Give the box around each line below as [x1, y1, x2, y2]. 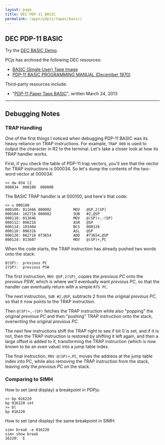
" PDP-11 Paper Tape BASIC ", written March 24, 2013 [12, 91, 118, 97]
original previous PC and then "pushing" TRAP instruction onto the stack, [5, 313, 153, 319]
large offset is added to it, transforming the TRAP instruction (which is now [5, 338, 156, 344]
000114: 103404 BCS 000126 [5, 224, 100, 229]
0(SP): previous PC [5, 261, 48, 265]
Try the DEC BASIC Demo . [5, 48, 58, 53]
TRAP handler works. [5, 151, 48, 157]
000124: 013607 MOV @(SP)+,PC [5, 237, 107, 242]
